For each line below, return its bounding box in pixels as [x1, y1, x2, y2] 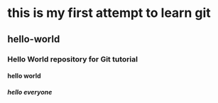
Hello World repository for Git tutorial [7, 54, 138, 64]
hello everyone [7, 87, 53, 96]
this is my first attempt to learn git [7, 5, 211, 21]
